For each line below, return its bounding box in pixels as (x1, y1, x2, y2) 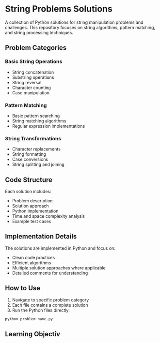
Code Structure (5, 176, 52, 184)
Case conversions (12, 156, 48, 163)
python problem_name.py (5, 316, 53, 321)
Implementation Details (5, 232, 77, 240)
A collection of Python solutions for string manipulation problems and (5, 19, 144, 25)
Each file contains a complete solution (12, 302, 88, 308)
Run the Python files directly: (12, 307, 70, 313)
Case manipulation (12, 89, 49, 95)
